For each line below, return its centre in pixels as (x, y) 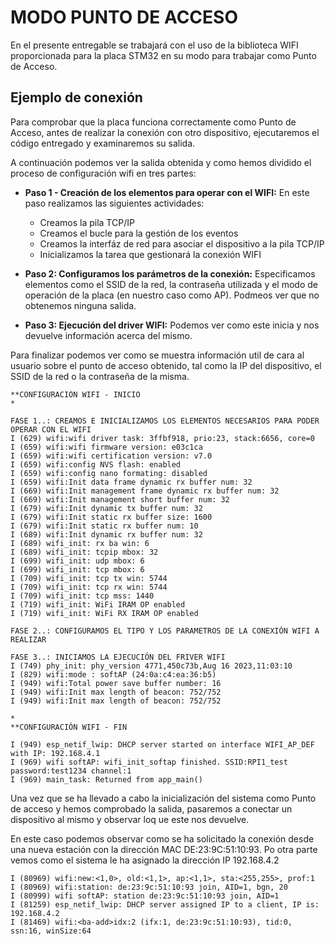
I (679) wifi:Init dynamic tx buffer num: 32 (106, 508)
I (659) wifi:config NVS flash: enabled (96, 464)
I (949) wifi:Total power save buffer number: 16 (116, 683)
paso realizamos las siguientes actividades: (114, 203)
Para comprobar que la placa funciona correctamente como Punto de (153, 122)
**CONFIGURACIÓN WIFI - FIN (69, 727)
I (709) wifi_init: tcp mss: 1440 (82, 596)
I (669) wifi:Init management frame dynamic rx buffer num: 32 (145, 491)
